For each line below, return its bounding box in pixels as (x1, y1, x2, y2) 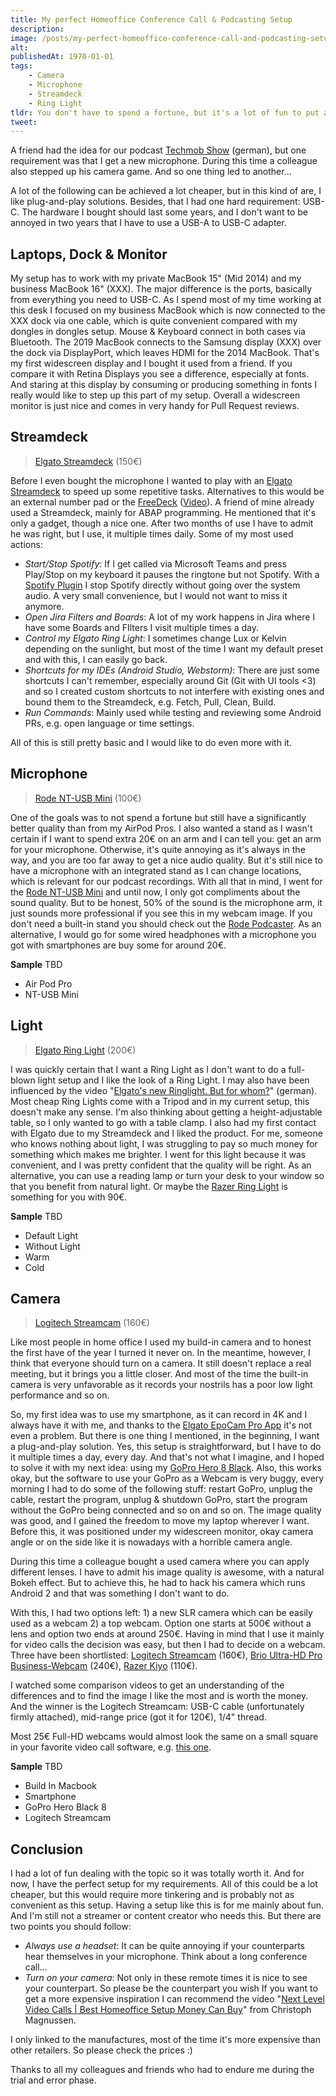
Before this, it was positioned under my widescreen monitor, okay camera (10, 1526, 314, 1538)
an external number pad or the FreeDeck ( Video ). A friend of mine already (10, 496, 315, 508)
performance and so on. (10, 1389, 110, 1401)
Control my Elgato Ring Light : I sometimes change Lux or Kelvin (24, 632, 287, 644)
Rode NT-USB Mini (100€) (34, 792, 142, 804)
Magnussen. (24, 2014, 77, 2026)
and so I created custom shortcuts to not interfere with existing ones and (24, 685, 325, 697)
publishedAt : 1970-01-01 (10, 52, 114, 62)
